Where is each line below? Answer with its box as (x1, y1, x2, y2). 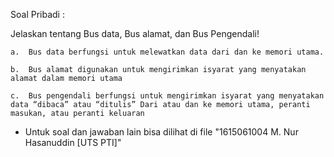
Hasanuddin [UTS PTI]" (24, 137, 122, 148)
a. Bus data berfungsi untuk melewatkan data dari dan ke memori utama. (10, 47, 325, 57)
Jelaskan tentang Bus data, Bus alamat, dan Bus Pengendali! (10, 28, 260, 39)
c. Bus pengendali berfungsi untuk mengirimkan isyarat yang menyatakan (10, 91, 325, 101)
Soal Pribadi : (10, 9, 65, 20)
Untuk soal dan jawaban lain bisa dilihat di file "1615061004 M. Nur (24, 126, 299, 138)
